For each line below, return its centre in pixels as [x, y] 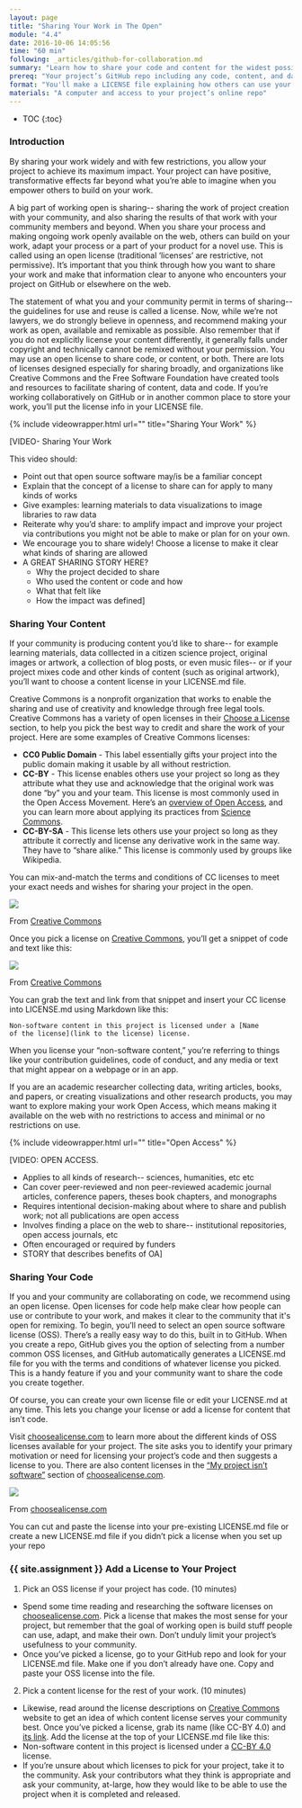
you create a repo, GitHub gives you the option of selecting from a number [147, 1345]
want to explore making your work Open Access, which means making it [143, 1106]
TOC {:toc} [42, 119]
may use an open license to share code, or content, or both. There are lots [147, 358]
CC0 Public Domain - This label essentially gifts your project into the [150, 755]
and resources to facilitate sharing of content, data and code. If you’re [139, 387]
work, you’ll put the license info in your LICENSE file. [107, 407]
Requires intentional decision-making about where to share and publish [154, 1206]
